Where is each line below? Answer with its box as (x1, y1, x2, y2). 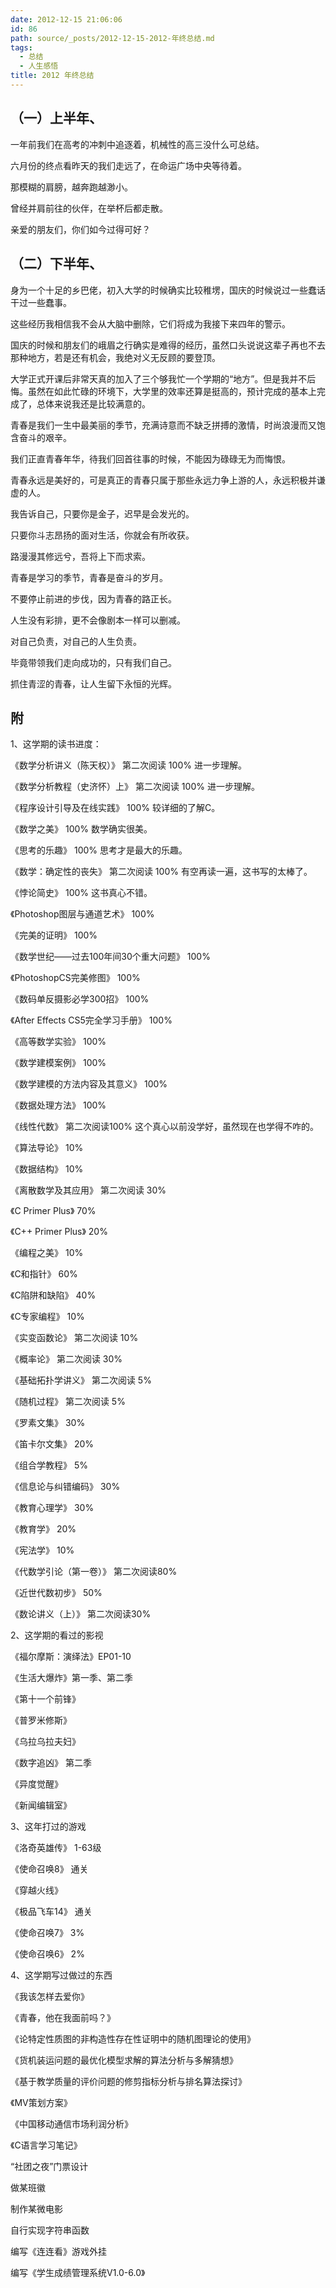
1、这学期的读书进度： (10, 738, 102, 750)
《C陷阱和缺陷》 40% (10, 1289, 97, 1301)
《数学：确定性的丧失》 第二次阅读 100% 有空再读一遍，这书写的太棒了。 (10, 866, 313, 878)
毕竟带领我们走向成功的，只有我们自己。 (10, 656, 177, 668)
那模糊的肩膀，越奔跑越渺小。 (10, 181, 133, 193)
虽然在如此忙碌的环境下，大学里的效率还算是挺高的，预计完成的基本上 (27, 385, 317, 397)
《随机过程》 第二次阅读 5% (10, 1396, 126, 1408)
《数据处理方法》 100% (10, 1099, 107, 1111)
